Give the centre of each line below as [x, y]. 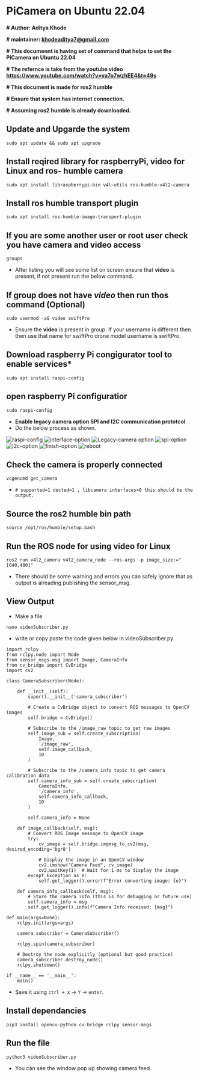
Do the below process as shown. [55, 427]
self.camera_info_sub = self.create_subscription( [93, 781]
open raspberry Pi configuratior [67, 397]
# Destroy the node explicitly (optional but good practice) [95, 954]
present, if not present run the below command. [74, 276]
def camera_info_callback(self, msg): [66, 891]
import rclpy [23, 649]
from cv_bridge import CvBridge [47, 665]
